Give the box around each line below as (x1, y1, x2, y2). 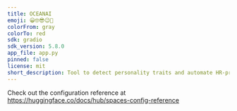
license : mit (7, 63, 46, 70)
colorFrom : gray (7, 23, 55, 30)
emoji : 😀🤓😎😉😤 (7, 17, 54, 24)
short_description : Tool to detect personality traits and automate (7, 69, 213, 76)
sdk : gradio (7, 37, 42, 44)
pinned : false (7, 56, 49, 63)
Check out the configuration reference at (7, 89, 126, 97)
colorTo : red (7, 30, 46, 37)
